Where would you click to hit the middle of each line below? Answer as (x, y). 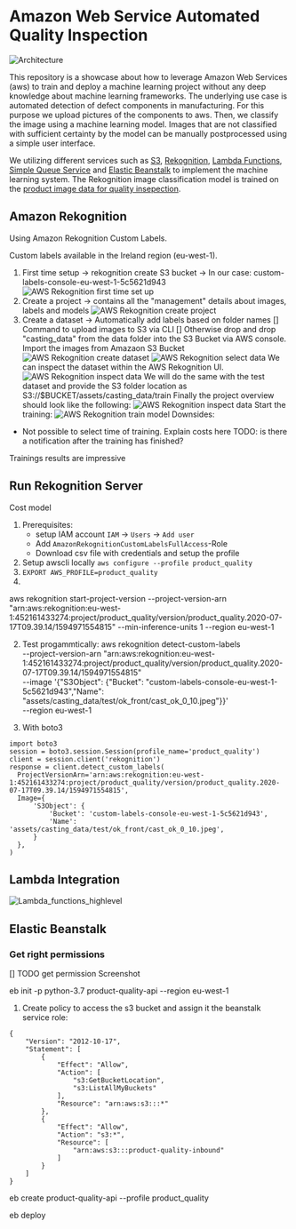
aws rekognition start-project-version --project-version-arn (118, 598)
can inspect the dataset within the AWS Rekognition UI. (123, 367)
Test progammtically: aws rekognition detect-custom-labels (131, 644)
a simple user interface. (52, 143)
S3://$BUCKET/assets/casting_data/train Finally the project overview (148, 395)
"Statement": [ (53, 1049)
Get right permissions (57, 954)
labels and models (56, 310)
